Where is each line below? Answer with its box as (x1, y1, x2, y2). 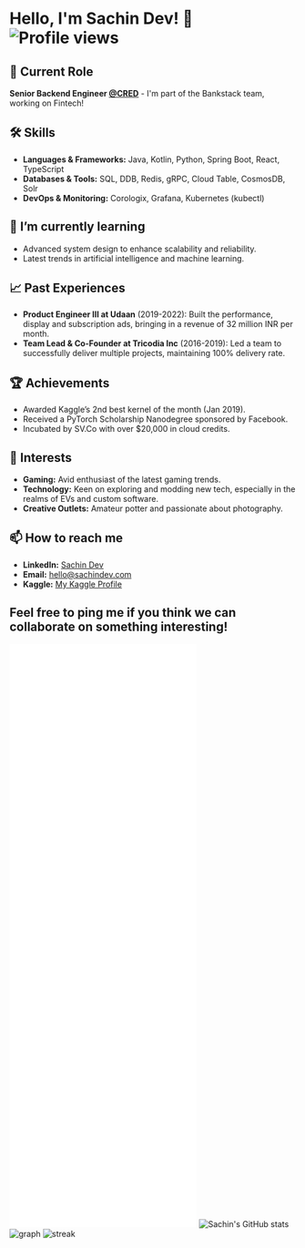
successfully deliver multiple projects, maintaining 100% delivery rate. (22, 348, 286, 359)
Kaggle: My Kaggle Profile (22, 578, 123, 589)
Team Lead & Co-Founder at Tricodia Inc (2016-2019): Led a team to (22, 338, 282, 349)
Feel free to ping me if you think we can (9, 605, 237, 620)
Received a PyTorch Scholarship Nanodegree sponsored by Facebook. (22, 414, 289, 425)
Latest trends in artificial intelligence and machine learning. (22, 252, 245, 263)
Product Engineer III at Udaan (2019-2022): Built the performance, (22, 309, 273, 320)
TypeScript (22, 163, 65, 174)
